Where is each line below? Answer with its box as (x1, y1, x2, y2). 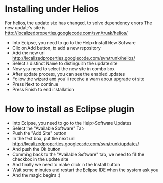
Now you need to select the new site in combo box (12, 65, 115, 72)
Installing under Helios (5, 3, 99, 15)
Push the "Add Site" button (12, 130, 67, 136)
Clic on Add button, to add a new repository (12, 45, 101, 51)
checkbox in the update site (12, 156, 69, 162)
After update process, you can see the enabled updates (12, 71, 125, 77)
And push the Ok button (12, 146, 61, 152)
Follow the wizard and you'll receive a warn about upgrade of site (12, 76, 145, 82)
